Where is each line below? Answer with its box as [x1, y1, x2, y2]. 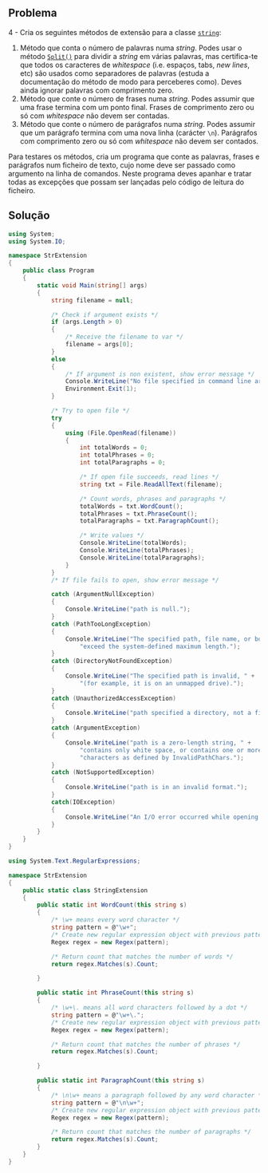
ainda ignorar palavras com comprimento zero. [19, 85, 174, 95]
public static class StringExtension [22, 886, 148, 895]
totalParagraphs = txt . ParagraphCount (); [79, 517, 219, 525]
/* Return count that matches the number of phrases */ [50, 1041, 241, 1049]
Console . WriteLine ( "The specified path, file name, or [65, 634, 251, 643]
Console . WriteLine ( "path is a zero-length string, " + [65, 738, 251, 747]
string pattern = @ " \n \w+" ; [50, 1099, 145, 1107]
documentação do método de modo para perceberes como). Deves [19, 77, 242, 86]
